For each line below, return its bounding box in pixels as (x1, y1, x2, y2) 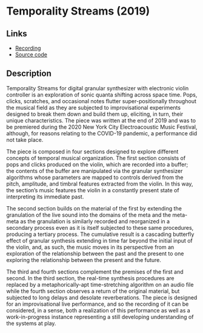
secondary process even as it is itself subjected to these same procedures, (6, 224, 194, 231)
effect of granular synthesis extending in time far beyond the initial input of (6, 237, 193, 244)
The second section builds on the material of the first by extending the (6, 204, 182, 212)
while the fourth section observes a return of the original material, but (6, 287, 180, 295)
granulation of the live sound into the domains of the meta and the (6, 211, 171, 218)
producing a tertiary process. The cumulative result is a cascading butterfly (6, 230, 195, 238)
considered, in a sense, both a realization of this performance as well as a (6, 306, 191, 314)
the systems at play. (6, 320, 56, 327)
